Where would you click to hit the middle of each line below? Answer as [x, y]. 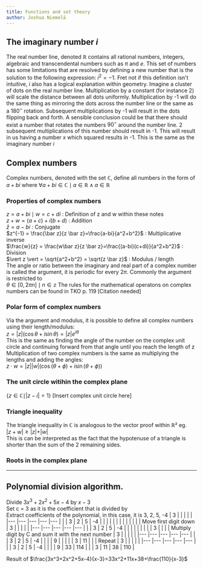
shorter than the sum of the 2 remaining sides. [64, 445]
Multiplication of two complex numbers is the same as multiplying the [93, 353]
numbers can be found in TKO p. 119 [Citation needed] [74, 292]
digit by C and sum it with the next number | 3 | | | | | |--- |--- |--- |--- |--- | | [101, 534]
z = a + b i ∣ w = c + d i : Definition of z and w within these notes [85, 214]
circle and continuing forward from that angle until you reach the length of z [101, 347]
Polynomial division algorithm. [65, 487]
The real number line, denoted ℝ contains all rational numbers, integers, [95, 57]
